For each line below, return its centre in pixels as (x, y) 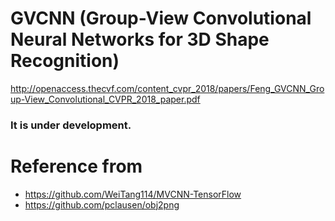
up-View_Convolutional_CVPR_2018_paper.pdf (105, 99)
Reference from (76, 166)
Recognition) (65, 61)
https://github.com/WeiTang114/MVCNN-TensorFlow (133, 194)
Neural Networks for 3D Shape (140, 39)
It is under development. (71, 125)
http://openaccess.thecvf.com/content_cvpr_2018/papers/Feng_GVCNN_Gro (167, 88)
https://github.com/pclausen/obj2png (102, 204)
